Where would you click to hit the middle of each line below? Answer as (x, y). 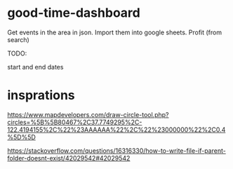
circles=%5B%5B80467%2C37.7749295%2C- (75, 122)
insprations (41, 95)
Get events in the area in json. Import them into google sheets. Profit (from (115, 32)
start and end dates (35, 67)
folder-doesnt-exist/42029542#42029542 (69, 158)
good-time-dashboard (74, 13)
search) (18, 39)
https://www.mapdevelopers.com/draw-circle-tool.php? (88, 114)
